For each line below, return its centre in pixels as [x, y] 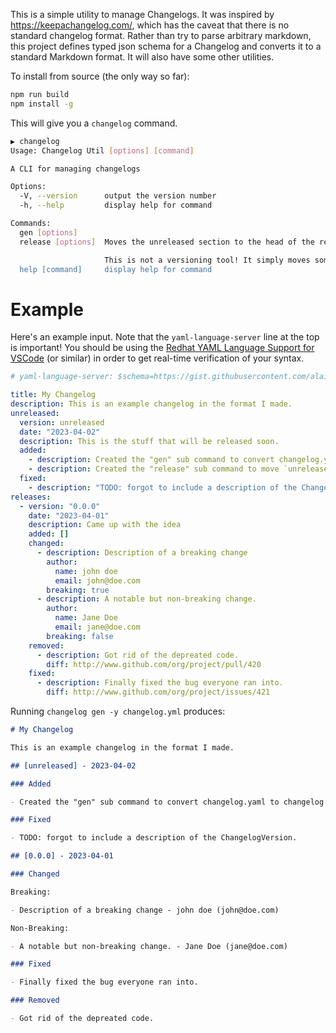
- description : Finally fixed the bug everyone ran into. [160, 683]
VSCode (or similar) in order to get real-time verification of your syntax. [157, 358]
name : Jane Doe [86, 618]
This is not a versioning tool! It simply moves [207, 260]
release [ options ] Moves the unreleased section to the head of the [167, 242]
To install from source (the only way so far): [100, 76]
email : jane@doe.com [97, 627]
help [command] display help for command [116, 269]
